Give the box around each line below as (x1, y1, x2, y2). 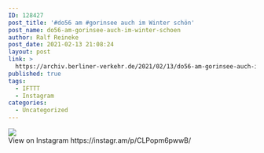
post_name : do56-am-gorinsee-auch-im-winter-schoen (8, 26, 181, 34)
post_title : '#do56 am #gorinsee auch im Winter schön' (8, 19, 195, 27)
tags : (8, 77, 26, 85)
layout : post (8, 48, 51, 56)
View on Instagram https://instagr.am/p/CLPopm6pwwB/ (8, 136, 192, 145)
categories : (8, 99, 47, 107)
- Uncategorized (15, 107, 68, 115)
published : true (8, 70, 61, 78)
